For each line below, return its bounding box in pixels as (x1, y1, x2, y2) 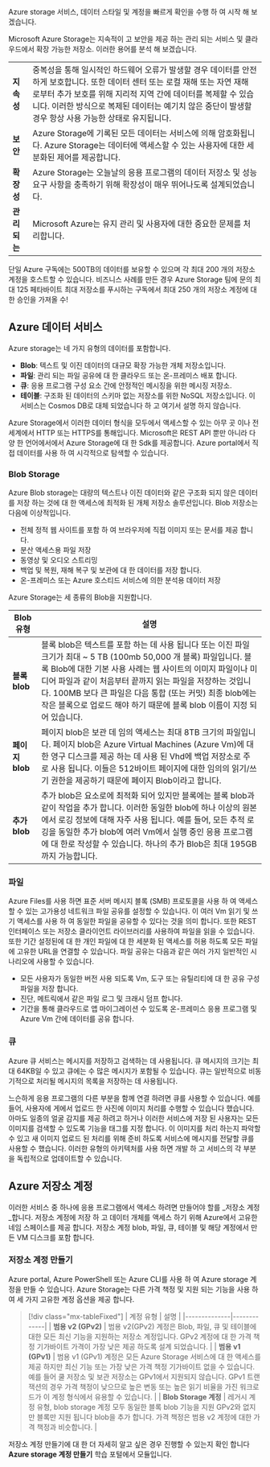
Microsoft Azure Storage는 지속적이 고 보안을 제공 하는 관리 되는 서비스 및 (8, 35, 243, 43)
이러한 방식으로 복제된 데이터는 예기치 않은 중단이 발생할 (51, 101, 252, 111)
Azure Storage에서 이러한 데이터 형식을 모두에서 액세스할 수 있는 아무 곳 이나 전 (8, 418, 260, 427)
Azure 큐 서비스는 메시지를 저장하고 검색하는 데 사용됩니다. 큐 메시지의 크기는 (8, 1056, 251, 1065)
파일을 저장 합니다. (19, 984, 79, 994)
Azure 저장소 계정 (8, 1180, 93, 1193)
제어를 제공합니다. (56, 152, 121, 163)
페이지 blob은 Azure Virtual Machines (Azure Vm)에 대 (52, 739, 255, 750)
